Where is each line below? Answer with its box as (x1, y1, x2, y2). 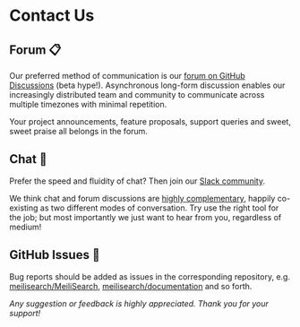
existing (9, 202, 39, 213)
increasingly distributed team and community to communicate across (9, 90, 265, 99)
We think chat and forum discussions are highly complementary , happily (9, 193, 276, 203)
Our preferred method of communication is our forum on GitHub (9, 71, 246, 81)
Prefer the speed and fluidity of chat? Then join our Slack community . (9, 176, 266, 186)
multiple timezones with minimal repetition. (9, 99, 167, 109)
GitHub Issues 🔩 (9, 247, 100, 262)
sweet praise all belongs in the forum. (9, 126, 148, 136)
